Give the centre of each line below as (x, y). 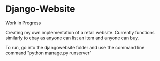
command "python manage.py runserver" (48, 53)
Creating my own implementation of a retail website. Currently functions (80, 32)
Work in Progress (23, 23)
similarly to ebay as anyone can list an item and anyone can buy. (72, 38)
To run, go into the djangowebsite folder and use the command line (75, 47)
